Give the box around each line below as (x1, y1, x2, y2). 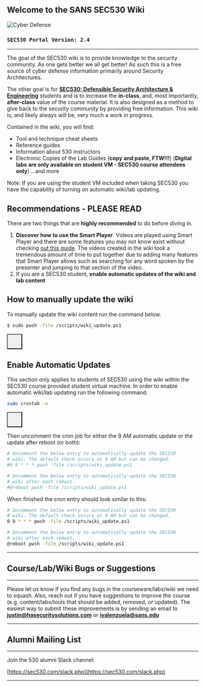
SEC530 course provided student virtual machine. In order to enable (7, 382, 178, 390)
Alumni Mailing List (7, 635, 82, 645)
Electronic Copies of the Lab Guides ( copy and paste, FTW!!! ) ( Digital (15, 155, 192, 162)
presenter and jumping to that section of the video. (15, 263, 144, 271)
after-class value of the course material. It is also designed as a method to (7, 99, 194, 106)
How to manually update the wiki (7, 294, 133, 305)
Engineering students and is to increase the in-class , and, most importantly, (7, 92, 199, 99)
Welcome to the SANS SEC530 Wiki (7, 5, 145, 15)
